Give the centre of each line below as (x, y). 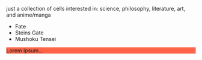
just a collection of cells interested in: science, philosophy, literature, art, (96, 9)
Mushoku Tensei (35, 39)
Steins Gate (29, 33)
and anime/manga (29, 15)
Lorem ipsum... (25, 50)
